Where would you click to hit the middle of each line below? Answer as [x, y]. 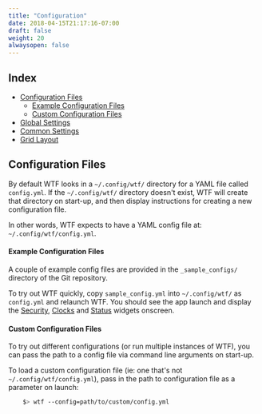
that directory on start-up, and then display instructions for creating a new [130, 201]
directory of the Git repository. [58, 277]
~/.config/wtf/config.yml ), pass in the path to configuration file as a [122, 379]
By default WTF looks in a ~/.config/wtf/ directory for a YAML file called [129, 184]
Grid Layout [39, 139]
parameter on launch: [44, 388]
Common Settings [50, 131]
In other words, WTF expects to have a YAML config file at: [105, 225]
